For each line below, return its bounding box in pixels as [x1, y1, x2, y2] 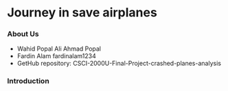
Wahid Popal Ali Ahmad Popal [16, 44, 102, 53]
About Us [7, 29, 39, 39]
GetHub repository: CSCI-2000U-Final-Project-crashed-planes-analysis [16, 60, 222, 68]
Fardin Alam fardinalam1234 [16, 52, 96, 60]
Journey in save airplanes [7, 5, 158, 21]
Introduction [7, 77, 49, 86]
